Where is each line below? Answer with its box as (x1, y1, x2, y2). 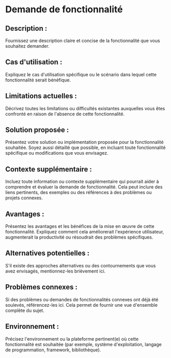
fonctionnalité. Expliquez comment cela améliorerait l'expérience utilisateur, (5, 229, 164, 235)
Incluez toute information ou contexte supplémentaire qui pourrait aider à (5, 178, 159, 185)
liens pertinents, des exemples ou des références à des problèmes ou (5, 189, 152, 196)
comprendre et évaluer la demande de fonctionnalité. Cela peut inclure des (5, 184, 163, 190)
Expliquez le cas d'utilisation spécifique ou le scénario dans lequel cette (5, 71, 157, 77)
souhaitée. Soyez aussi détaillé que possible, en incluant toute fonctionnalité (5, 144, 166, 151)
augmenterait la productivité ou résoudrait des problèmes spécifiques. (5, 234, 153, 240)
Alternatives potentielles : (5, 249, 90, 258)
